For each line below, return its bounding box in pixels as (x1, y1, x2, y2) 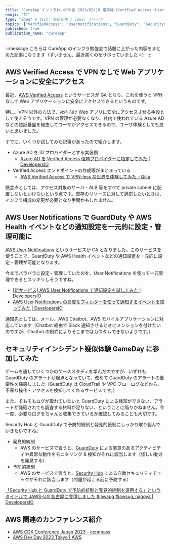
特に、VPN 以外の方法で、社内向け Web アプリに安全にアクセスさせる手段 (5, 109, 160, 115)
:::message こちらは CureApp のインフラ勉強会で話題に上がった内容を (5, 46, 152, 51)
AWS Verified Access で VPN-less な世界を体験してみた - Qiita (20, 173, 151, 179)
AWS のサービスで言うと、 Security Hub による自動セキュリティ (20, 470, 153, 476)
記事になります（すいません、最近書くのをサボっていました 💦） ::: (14, 52, 152, 58)
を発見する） (20, 458, 47, 464)
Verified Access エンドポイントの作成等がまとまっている (12, 167, 131, 173)
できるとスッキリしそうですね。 (9, 276, 76, 282)
